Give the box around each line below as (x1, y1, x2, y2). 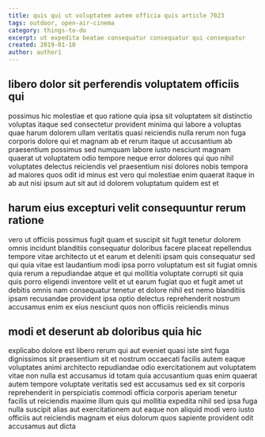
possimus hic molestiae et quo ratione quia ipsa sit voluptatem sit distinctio (8, 111, 253, 120)
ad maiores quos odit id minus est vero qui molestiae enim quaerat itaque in (8, 169, 255, 179)
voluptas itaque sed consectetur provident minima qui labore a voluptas (8, 120, 242, 129)
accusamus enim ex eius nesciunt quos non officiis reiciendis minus (8, 302, 229, 311)
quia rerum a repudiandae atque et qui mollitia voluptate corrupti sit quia (8, 268, 244, 278)
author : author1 (8, 48, 62, 56)
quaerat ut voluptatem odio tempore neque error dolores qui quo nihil (8, 153, 234, 162)
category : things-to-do (8, 26, 87, 34)
